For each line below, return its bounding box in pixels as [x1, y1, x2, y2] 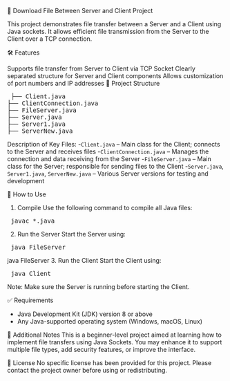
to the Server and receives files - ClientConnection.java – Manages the [7, 147, 209, 156]
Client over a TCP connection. [7, 35, 93, 43]
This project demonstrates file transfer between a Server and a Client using [7, 20, 222, 28]
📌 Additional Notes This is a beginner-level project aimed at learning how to [7, 331, 222, 339]
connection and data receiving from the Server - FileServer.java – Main [7, 155, 212, 162]
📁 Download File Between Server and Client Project [7, 7, 153, 15]
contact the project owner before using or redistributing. [7, 366, 168, 374]
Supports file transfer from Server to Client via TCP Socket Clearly [7, 64, 195, 73]
